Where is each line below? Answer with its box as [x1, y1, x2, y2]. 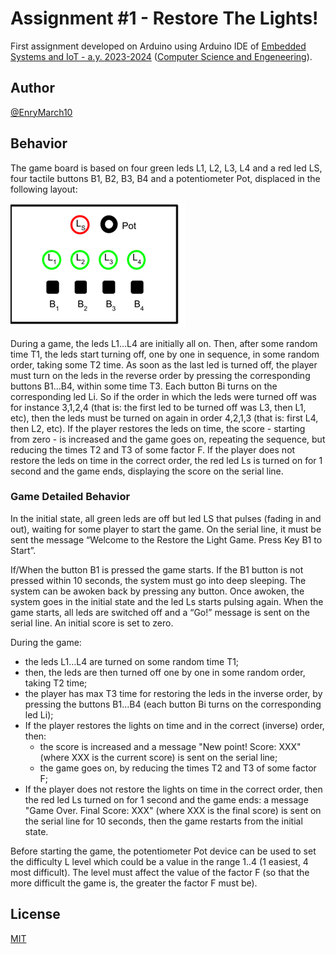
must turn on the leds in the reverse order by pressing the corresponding [10, 369, 311, 381]
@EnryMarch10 [10, 106, 73, 118]
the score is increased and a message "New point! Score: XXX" [39, 740, 302, 752]
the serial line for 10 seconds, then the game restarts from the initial [24, 815, 303, 827]
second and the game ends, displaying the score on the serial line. [10, 465, 284, 477]
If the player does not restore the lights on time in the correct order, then [24, 783, 323, 795]
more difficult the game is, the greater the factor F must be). [10, 877, 258, 889]
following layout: [10, 183, 78, 195]
